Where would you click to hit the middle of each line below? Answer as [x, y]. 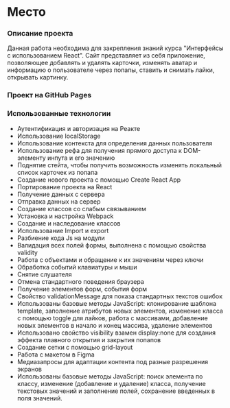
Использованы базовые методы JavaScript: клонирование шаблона [117, 303]
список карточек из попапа [57, 172]
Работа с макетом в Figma [56, 355]
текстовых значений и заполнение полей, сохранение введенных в [116, 391]
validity [27, 252]
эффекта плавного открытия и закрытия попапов [89, 339]
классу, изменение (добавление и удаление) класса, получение [111, 383]
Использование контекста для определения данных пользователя [115, 143]
